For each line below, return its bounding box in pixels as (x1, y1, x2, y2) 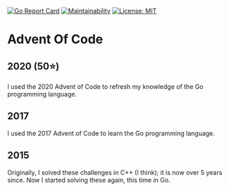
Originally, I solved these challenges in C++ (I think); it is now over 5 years (7, 168, 223, 176)
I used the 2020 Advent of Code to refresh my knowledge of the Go (7, 82, 204, 91)
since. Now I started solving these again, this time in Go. (7, 175, 171, 184)
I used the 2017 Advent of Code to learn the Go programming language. (7, 129, 215, 137)
